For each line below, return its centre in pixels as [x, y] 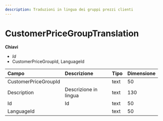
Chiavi [12, 47]
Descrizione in [81, 89]
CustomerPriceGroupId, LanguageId [48, 61]
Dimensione [141, 73]
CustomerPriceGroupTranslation [72, 33]
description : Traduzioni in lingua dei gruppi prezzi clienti [69, 9]
